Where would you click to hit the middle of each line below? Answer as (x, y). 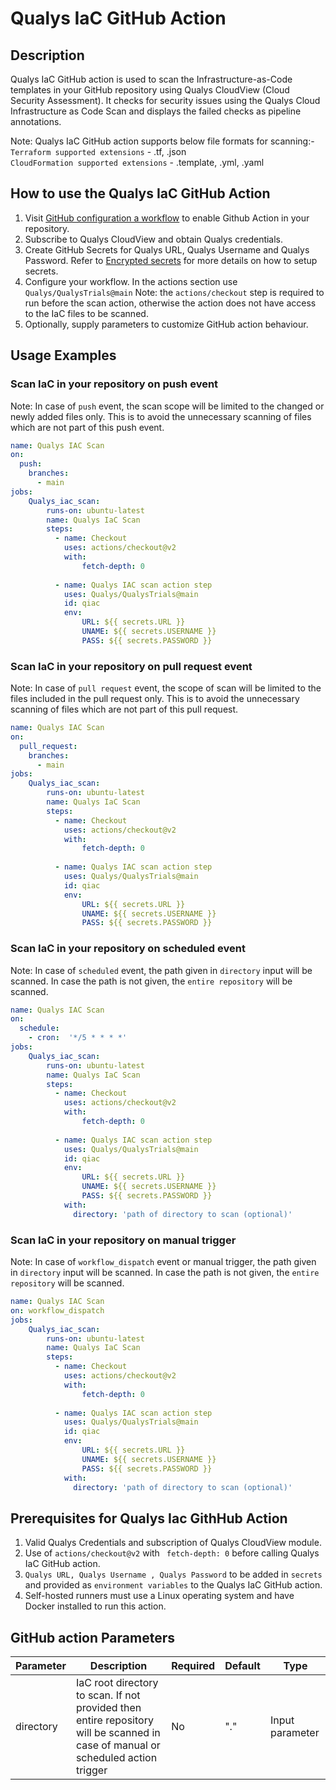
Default (242, 1666)
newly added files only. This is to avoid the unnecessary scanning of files (161, 416)
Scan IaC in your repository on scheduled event (128, 949)
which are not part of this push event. (87, 427)
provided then (108, 1708)
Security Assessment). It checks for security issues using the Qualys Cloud (165, 100)
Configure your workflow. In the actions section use (131, 281)
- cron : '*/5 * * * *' (78, 1038)
